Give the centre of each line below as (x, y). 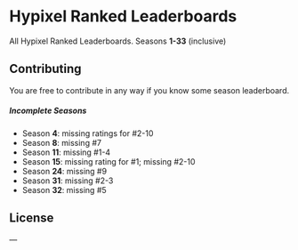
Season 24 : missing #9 (64, 171)
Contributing (45, 69)
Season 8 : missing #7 (62, 142)
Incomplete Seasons (48, 111)
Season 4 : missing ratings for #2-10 (88, 133)
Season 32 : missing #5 (64, 190)
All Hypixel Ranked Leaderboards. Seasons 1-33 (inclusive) (118, 41)
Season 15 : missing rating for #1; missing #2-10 (109, 161)
